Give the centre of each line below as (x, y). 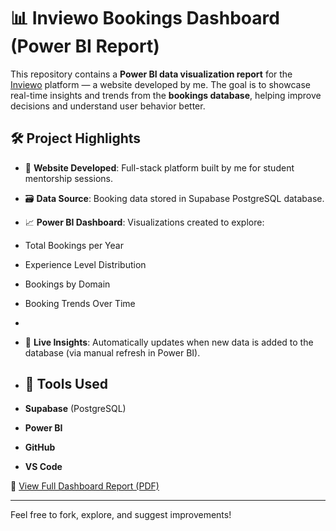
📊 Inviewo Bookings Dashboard (145, 18)
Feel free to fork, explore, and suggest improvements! (121, 514)
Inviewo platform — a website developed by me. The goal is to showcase (160, 84)
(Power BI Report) (85, 46)
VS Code (43, 466)
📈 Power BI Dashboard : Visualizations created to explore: (144, 222)
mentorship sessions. (68, 178)
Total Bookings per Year (74, 245)
